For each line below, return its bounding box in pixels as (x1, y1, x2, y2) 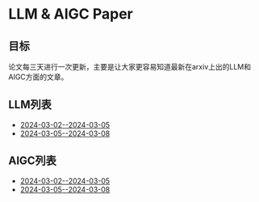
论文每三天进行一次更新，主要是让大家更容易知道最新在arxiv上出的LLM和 (8, 62, 252, 71)
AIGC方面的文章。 (8, 72, 69, 82)
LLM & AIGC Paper (8, 5, 133, 23)
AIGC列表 (8, 154, 56, 168)
